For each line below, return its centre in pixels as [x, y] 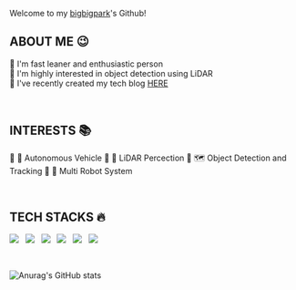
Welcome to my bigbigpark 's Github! [78, 13]
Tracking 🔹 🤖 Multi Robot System [71, 171]
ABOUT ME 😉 [49, 41]
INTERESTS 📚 [51, 131]
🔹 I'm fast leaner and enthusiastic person [87, 64]
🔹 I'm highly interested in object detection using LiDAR [112, 73]
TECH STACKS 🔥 [58, 217]
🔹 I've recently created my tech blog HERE [89, 83]
